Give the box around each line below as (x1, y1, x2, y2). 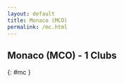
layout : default (7, 10, 55, 18)
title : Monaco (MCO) (7, 17, 68, 24)
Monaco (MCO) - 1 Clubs (7, 49, 118, 61)
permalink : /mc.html (7, 23, 68, 30)
